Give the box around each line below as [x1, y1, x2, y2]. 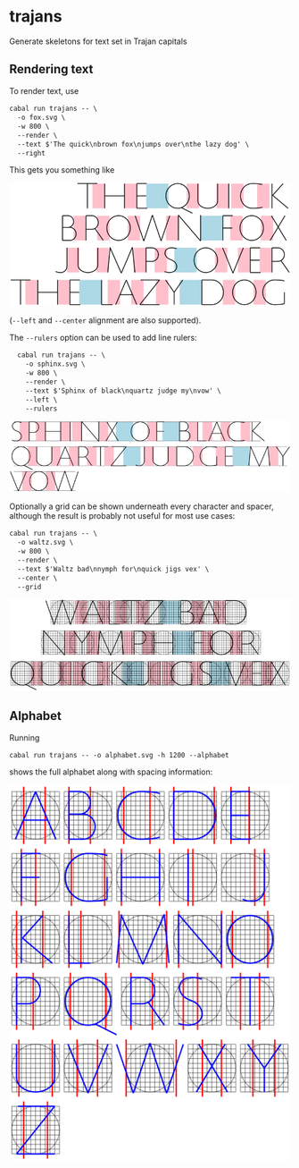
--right [17, 148, 46, 157]
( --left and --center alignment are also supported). [9, 315, 202, 326]
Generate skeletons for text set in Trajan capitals [9, 36, 187, 47]
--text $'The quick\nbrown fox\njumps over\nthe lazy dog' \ [17, 140, 250, 148]
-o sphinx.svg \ [25, 360, 87, 368]
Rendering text [9, 62, 94, 77]
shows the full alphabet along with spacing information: [9, 766, 213, 777]
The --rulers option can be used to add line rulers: [9, 332, 198, 343]
